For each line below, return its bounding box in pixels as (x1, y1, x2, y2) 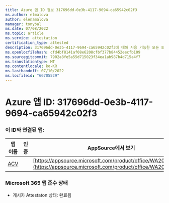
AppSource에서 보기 (87, 144, 135, 151)
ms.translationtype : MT (5, 59, 55, 64)
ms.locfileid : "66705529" (5, 73, 59, 78)
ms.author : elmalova (5, 12, 49, 17)
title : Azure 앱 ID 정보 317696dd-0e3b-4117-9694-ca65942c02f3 (5, 7, 137, 13)
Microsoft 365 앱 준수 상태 (5, 180, 68, 187)
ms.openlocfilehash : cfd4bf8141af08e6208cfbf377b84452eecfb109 (5, 49, 141, 55)
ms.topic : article (5, 31, 44, 36)
